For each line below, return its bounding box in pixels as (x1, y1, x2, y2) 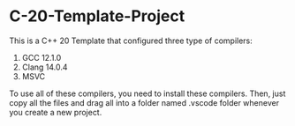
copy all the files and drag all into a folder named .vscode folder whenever (9, 97, 280, 107)
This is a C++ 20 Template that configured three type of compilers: (9, 35, 253, 46)
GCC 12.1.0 (21, 52, 62, 63)
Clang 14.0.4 (21, 62, 68, 72)
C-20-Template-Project (9, 6, 185, 26)
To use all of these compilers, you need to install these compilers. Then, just (9, 88, 286, 99)
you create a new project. (9, 107, 102, 117)
